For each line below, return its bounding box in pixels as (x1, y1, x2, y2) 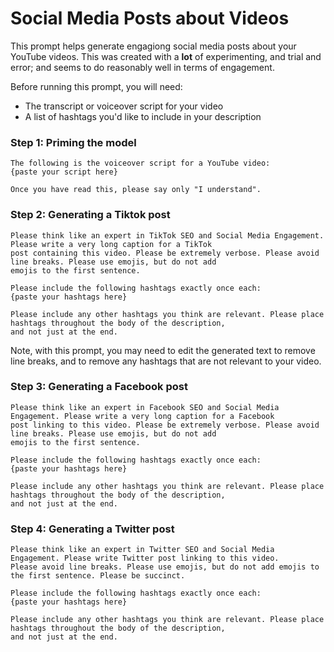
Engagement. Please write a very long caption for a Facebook (10, 411, 275, 421)
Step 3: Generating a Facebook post (10, 380, 188, 394)
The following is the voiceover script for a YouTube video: (10, 158, 271, 169)
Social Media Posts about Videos (10, 7, 290, 30)
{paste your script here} (10, 167, 118, 177)
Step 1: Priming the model (10, 135, 137, 149)
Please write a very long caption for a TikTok (10, 239, 213, 249)
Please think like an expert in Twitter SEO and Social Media (10, 545, 275, 555)
